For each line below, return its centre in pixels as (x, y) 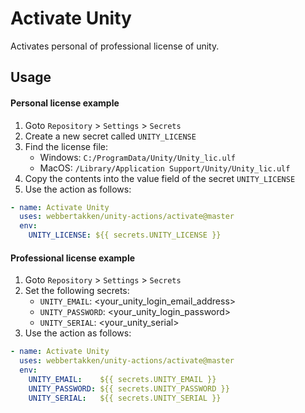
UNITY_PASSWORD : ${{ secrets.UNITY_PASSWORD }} (129, 388)
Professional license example (73, 258)
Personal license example (65, 103)
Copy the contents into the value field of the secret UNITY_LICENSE (160, 178)
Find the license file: (66, 146)
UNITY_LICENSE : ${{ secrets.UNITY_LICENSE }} (125, 235)
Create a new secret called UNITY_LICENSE (110, 136)
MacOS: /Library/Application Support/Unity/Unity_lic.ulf (165, 168)
